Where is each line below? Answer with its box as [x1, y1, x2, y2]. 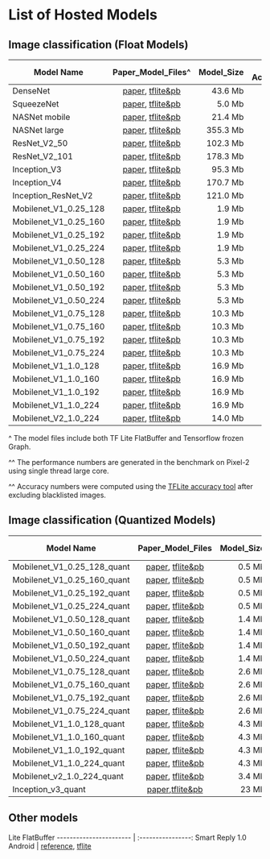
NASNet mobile [12, 111, 71, 122]
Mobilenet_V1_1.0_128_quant [12, 718, 125, 729]
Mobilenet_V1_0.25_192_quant [12, 587, 130, 598]
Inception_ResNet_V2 [12, 190, 93, 201]
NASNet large [12, 125, 64, 135]
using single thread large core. [8, 466, 110, 475]
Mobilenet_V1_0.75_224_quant [12, 705, 130, 716]
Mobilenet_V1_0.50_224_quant [12, 653, 130, 664]
